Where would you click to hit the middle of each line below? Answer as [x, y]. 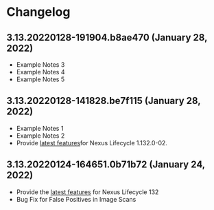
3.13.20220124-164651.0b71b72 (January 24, [106, 165]
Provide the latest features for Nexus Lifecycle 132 [87, 192]
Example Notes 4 [40, 72]
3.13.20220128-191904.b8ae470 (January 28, [107, 38]
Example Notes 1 [40, 128]
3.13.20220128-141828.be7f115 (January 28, [104, 101]
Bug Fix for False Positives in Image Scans [76, 199]
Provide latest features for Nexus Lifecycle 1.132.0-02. [92, 143]
